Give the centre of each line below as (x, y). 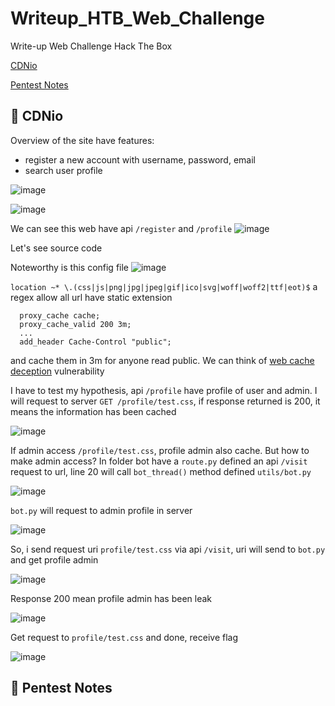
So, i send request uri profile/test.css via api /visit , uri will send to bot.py (168, 549)
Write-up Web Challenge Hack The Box (91, 46)
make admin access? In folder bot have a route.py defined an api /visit (159, 461)
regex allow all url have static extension (91, 297)
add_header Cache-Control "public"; (95, 342)
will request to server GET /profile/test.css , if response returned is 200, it (165, 401)
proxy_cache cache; (60, 315)
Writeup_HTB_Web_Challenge (137, 18)
